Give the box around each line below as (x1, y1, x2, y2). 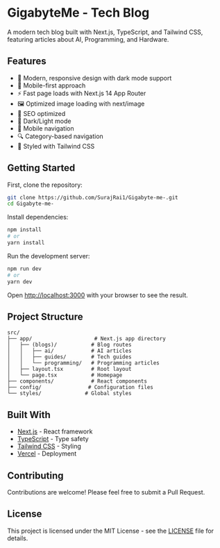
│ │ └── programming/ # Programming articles (7, 360, 160, 367)
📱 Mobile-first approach (17, 81, 86, 90)
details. (7, 533, 28, 542)
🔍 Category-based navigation (17, 132, 104, 140)
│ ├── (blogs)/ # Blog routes (7, 342, 132, 349)
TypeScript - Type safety (17, 435, 89, 443)
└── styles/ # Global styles (7, 390, 132, 397)
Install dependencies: (7, 213, 69, 222)
